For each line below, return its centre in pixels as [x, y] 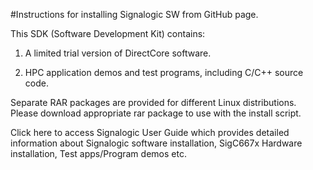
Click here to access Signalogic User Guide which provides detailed [150, 132]
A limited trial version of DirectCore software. [118, 53]
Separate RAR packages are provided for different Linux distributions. [153, 102]
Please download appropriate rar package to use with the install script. [156, 113]
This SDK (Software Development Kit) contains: [108, 33]
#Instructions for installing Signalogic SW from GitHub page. [134, 14]
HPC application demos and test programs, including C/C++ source [164, 72]
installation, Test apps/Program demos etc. [98, 153]
